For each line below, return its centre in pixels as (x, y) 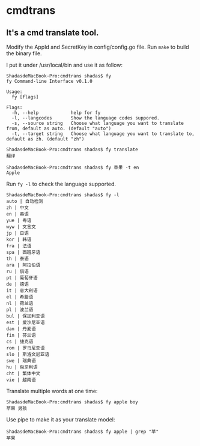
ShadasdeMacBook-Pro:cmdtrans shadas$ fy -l (63, 195)
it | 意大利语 (22, 291)
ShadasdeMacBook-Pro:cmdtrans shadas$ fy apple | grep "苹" (83, 432)
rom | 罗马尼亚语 (26, 348)
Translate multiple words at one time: (52, 391)
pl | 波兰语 (20, 310)
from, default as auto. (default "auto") (59, 128)
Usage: (14, 92)
